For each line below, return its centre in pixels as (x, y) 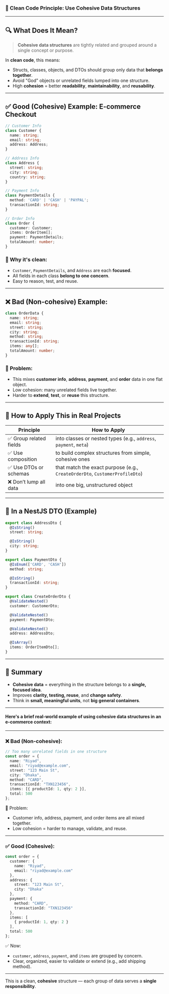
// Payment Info (22, 191)
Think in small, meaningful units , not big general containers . (76, 700)
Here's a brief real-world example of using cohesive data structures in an (83, 717)
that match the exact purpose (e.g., (97, 467)
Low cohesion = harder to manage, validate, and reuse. (70, 828)
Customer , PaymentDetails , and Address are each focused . (72, 271)
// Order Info (20, 218)
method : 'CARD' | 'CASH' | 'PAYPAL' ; (49, 200)
